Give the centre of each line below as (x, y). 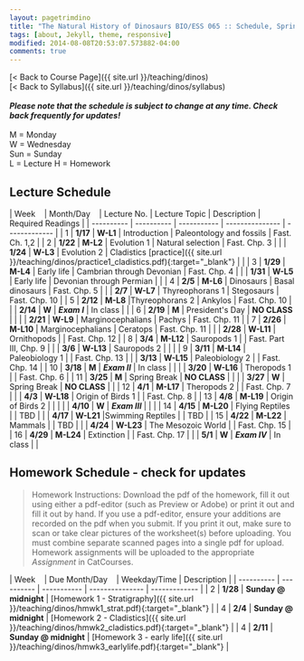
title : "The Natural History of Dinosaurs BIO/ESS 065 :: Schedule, (141, 26)
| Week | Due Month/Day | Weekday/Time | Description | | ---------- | (145, 579)
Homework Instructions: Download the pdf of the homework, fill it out (161, 495)
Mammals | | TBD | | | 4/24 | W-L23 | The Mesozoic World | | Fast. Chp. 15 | (150, 425)
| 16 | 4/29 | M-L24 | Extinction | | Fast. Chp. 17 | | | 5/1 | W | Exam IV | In (145, 434)
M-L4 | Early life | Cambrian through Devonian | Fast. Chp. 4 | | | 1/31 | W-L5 (152, 271)
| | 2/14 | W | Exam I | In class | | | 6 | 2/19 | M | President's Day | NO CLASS (151, 309)
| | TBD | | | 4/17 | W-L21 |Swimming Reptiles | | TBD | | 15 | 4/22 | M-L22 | (148, 415)
